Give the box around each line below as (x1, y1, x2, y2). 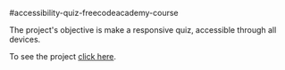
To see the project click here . (9, 51, 117, 61)
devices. (9, 35, 41, 44)
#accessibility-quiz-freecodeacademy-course (9, 8, 179, 18)
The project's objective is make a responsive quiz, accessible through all (9, 25, 277, 35)
